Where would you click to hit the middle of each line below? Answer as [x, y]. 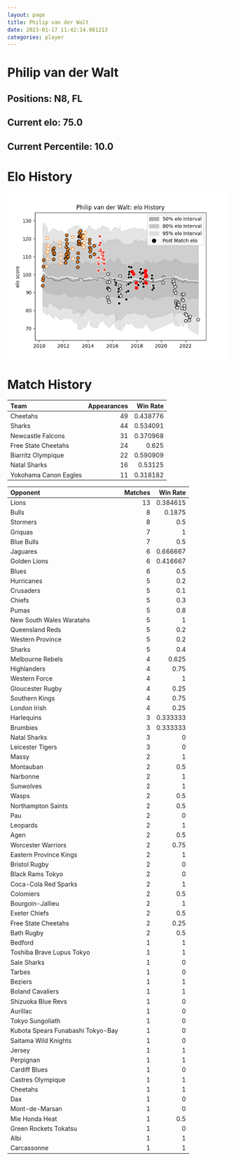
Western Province [36, 639]
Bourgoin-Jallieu [35, 904]
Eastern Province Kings [44, 854]
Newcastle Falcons [37, 435]
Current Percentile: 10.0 [61, 147]
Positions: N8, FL [45, 98]
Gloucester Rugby [36, 688]
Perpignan [25, 1060]
